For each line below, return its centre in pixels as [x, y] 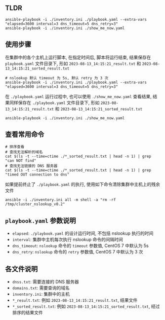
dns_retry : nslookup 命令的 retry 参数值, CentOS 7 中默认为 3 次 [78, 252]
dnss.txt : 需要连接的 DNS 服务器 [45, 282]
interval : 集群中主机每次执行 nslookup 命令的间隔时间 [68, 240]
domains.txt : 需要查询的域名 [41, 288]
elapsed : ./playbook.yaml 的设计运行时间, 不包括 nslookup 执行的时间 [83, 233]
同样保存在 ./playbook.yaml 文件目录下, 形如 [54, 103]
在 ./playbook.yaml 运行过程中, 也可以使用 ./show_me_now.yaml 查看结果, [79, 96]
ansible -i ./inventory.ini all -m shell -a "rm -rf [61, 200]
